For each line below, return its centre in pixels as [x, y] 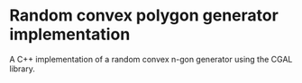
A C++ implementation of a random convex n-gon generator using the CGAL [151, 59]
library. [23, 69]
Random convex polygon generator [144, 16]
